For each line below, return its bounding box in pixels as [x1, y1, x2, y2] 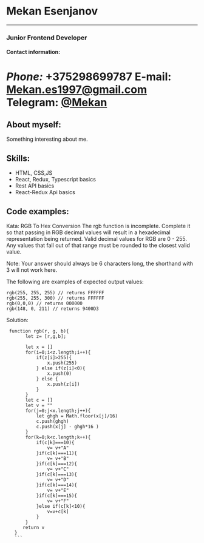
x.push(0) [47, 371, 72, 377]
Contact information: [6, 49, 61, 56]
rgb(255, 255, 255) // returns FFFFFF [6, 290, 104, 296]
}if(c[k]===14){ [36, 482, 78, 488]
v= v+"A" [47, 445, 69, 451]
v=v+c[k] [47, 508, 69, 515]
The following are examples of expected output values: [6, 278, 144, 286]
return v [22, 525, 45, 531]
